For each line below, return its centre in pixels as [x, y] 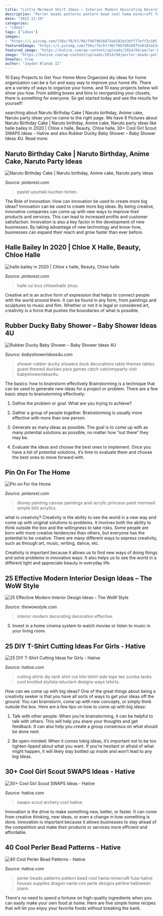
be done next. [26, 732]
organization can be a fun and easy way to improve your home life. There [78, 83]
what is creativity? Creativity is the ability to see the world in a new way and [81, 517]
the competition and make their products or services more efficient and [76, 827]
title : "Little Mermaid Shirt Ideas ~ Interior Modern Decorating [73, 9]
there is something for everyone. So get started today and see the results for [81, 98]
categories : [17, 23]
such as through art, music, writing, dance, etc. [52, 543]
